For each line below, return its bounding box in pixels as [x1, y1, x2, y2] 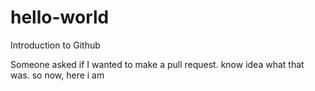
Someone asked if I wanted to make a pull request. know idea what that [10, 58, 305, 70]
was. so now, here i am [10, 69, 105, 81]
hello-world [10, 6, 110, 29]
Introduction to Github [10, 39, 101, 51]
